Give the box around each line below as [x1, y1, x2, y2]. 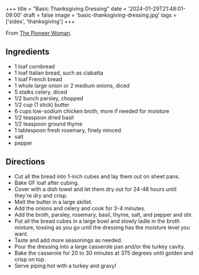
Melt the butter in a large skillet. [14, 198, 93, 205]
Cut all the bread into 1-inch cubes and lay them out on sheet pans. [14, 172, 180, 180]
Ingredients [5, 47, 50, 57]
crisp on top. [14, 255, 46, 263]
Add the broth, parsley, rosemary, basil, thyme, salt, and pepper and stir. [14, 211, 193, 218]
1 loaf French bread [14, 75, 62, 83]
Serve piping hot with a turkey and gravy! [14, 262, 116, 269]
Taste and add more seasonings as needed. [14, 237, 123, 244]
